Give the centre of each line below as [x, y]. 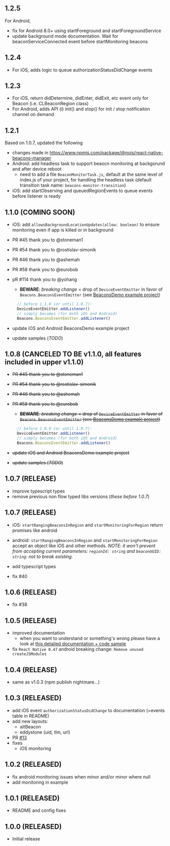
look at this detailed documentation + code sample [73, 644]
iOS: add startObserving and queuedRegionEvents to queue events [82, 191]
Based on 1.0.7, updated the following [44, 143]
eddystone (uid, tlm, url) [45, 732]
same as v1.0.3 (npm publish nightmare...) [56, 682]
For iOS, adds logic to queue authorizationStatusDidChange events [82, 70]
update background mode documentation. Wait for [65, 36]
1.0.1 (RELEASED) [32, 798]
